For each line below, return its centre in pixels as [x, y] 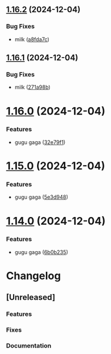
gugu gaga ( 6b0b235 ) [41, 252]
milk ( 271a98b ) [33, 87]
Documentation [29, 346]
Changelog [33, 276]
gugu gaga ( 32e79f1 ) [40, 142]
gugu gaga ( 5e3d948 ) [41, 197]
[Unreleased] [31, 297]
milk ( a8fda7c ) [32, 39]
